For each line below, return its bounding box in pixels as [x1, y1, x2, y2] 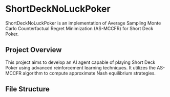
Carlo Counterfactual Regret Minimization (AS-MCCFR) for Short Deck [5, 25, 154, 31]
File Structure [5, 85, 50, 93]
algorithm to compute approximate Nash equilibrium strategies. [23, 70, 156, 76]
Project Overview [5, 45, 62, 54]
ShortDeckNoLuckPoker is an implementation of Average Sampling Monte [5, 20, 161, 26]
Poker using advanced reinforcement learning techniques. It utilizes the [5, 64, 156, 70]
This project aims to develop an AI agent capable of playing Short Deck [5, 59, 156, 65]
